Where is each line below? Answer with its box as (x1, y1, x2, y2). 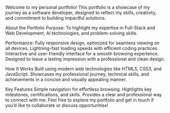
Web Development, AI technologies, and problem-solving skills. (5, 30, 138, 36)
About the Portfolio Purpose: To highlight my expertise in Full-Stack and (5, 25, 155, 31)
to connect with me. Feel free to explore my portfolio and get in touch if (5, 97, 154, 103)
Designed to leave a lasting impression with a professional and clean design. (5, 56, 165, 62)
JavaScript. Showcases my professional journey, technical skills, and (5, 71, 149, 77)
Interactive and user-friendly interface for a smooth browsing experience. (5, 50, 159, 56)
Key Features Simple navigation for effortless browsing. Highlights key (5, 86, 152, 92)
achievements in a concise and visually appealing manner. (5, 77, 127, 82)
